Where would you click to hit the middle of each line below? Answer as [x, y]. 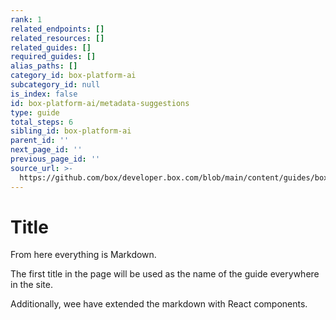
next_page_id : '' [46, 150]
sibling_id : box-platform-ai [71, 131]
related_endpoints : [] [57, 29]
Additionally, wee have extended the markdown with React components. [159, 304]
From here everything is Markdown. [83, 255]
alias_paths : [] [44, 66]
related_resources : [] [57, 38]
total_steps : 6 [42, 122]
